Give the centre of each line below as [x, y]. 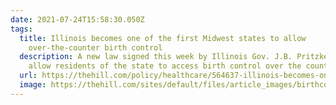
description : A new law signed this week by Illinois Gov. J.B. [156, 57]
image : [33, 85]
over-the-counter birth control [95, 47]
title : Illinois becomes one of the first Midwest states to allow [163, 38]
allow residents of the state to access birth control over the [165, 66]
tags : [21, 29]
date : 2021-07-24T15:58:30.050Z [77, 19]
